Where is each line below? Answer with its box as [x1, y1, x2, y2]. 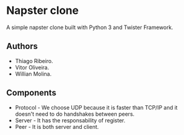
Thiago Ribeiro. [15, 57, 53, 64]
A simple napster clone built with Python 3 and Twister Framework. [6, 24, 174, 31]
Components [6, 88, 56, 98]
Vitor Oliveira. [15, 64, 50, 71]
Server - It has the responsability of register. [15, 116, 126, 124]
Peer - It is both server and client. [15, 123, 99, 130]
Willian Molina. [15, 70, 52, 77]
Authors [6, 41, 38, 51]
